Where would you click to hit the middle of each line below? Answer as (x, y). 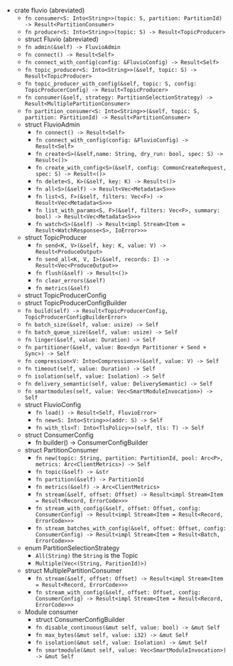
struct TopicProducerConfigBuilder (76, 303)
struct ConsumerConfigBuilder (80, 619)
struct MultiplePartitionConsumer (73, 571)
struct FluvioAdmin (52, 125)
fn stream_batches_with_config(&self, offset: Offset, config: (131, 529)
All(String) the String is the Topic (87, 555)
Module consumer (52, 612)
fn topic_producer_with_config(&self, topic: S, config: (111, 84)
